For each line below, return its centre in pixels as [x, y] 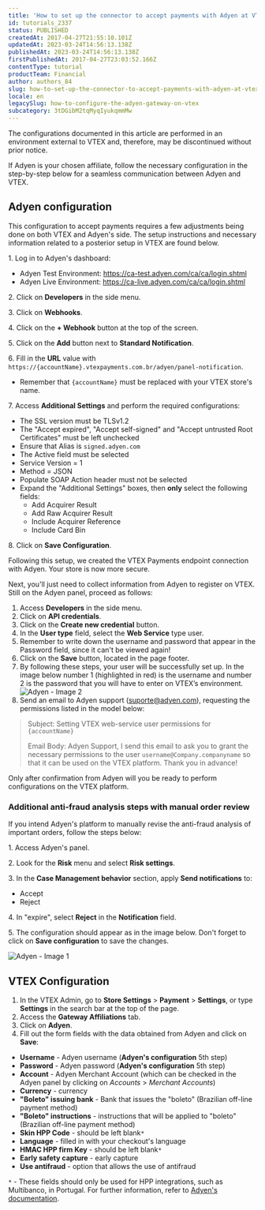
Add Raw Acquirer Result [72, 513]
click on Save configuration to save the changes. [89, 941]
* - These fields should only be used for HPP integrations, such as [116, 1182]
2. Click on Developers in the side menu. [75, 297]
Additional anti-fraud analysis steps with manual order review [129, 807]
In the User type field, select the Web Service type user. [112, 633]
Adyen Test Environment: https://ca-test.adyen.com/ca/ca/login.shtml [133, 273]
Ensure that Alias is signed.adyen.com [80, 446]
